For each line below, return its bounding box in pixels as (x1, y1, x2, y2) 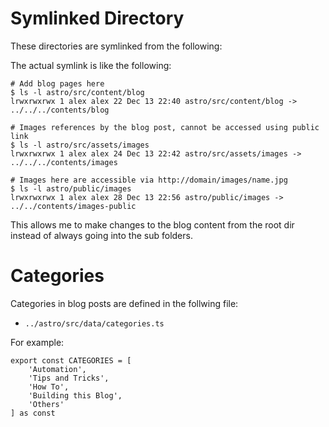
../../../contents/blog (10, 105, 110, 115)
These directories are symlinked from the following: (10, 40, 223, 52)
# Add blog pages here (10, 78, 105, 89)
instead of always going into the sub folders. (10, 229, 193, 241)
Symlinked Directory (10, 7, 185, 30)
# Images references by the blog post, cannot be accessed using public (10, 122, 320, 132)
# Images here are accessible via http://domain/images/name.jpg (10, 175, 288, 185)
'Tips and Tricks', (28, 373, 110, 383)
